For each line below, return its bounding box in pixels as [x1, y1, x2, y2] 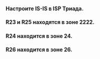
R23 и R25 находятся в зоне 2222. [5, 19, 95, 26]
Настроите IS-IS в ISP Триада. [5, 5, 84, 12]
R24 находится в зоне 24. [5, 32, 73, 39]
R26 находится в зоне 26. [5, 46, 72, 54]
